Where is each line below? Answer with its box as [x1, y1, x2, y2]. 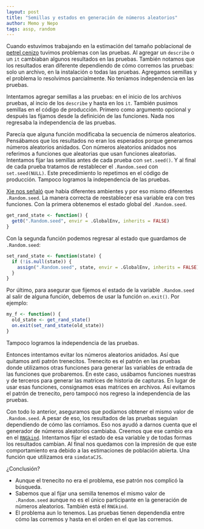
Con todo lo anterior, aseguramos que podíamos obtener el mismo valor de [6, 408, 194, 415]
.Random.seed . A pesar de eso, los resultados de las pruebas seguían [6, 414, 178, 421]
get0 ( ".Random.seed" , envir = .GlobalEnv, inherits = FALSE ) [12, 218, 170, 224]
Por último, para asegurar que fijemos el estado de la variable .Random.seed [6, 286, 194, 294]
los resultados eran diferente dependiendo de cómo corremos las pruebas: [6, 62, 194, 69]
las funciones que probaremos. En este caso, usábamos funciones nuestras [6, 370, 196, 378]
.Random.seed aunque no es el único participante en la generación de [15, 496, 188, 503]
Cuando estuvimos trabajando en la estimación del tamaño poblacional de [6, 43, 192, 50]
